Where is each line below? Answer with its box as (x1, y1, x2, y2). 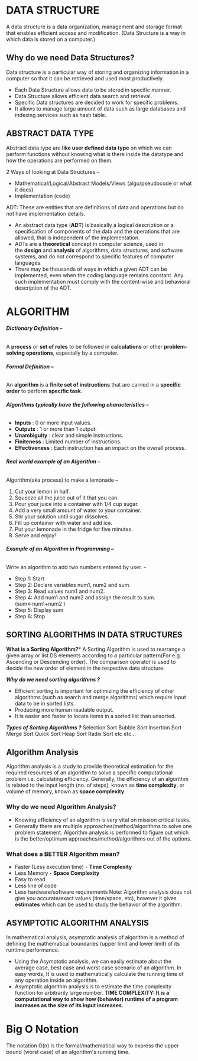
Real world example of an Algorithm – (6, 458, 100, 465)
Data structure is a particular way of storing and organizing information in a (6, 69, 189, 76)
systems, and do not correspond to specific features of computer (14, 252, 174, 260)
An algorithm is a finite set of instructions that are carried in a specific (6, 381, 181, 388)
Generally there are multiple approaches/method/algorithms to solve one (14, 822, 192, 829)
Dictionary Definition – (6, 325, 63, 332)
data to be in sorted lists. (14, 700, 76, 707)
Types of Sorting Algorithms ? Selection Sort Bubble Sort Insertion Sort (6, 723, 182, 731)
